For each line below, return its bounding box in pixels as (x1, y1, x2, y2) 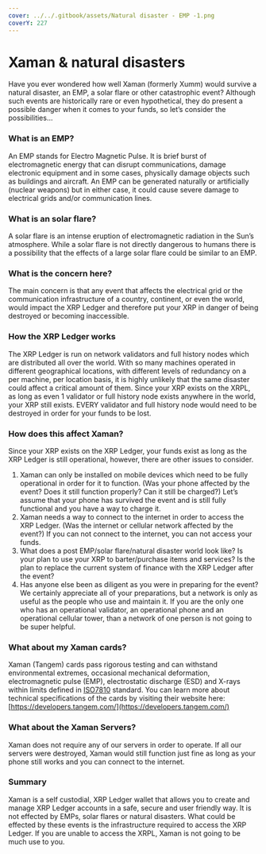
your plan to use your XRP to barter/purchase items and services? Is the (19, 554, 256, 564)
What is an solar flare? (8, 213, 97, 224)
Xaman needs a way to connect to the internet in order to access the (19, 512, 245, 521)
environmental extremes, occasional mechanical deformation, (8, 668, 210, 678)
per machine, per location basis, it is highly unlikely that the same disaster (8, 374, 250, 384)
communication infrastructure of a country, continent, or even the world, (8, 295, 245, 304)
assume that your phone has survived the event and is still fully (19, 495, 226, 504)
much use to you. (8, 837, 65, 846)
